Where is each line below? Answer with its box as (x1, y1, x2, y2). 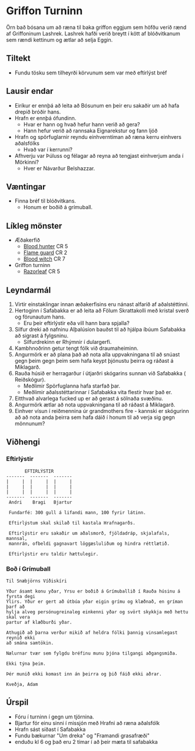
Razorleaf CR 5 (23, 268, 60, 275)
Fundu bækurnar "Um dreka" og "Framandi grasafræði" (14, 732, 150, 739)
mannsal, (6, 535, 28, 541)
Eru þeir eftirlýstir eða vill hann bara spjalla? (23, 320, 130, 326)
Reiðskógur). (14, 376, 46, 383)
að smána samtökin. (6, 640, 54, 646)
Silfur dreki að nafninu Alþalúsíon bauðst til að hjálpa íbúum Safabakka (14, 326, 186, 333)
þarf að (6, 604, 25, 610)
